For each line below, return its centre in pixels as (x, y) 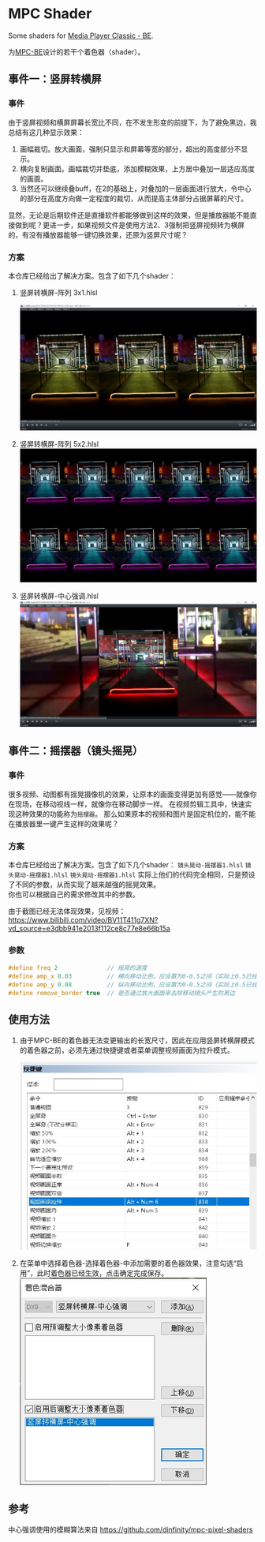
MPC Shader (50, 14)
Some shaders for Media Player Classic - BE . (81, 36)
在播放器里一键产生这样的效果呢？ (63, 823)
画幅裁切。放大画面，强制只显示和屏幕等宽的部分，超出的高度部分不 (130, 149)
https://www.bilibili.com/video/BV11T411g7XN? (83, 920)
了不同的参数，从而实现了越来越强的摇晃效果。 (84, 885)
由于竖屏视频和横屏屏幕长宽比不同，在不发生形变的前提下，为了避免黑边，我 (132, 122)
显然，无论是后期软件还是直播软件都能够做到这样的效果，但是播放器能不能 (129, 215)
